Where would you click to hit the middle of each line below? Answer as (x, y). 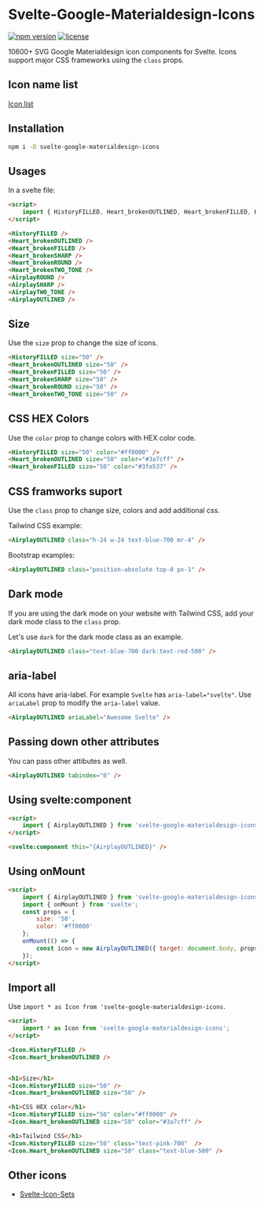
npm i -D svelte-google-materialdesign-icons (84, 147)
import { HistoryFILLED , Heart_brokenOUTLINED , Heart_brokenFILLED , (137, 212)
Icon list (21, 103)
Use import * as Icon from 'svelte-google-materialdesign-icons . (117, 1007)
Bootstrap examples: (42, 555)
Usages (27, 171)
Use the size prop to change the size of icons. (83, 343)
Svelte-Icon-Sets (47, 1194)
